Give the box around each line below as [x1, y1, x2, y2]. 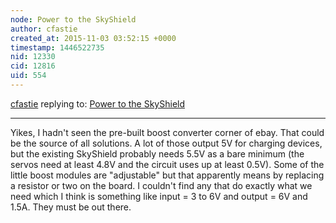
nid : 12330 [10, 52, 56, 62]
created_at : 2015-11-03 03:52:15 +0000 [10, 33, 177, 43]
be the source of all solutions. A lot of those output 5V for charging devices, [10, 137, 323, 149]
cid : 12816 [10, 61, 56, 71]
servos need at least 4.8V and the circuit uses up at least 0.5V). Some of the [10, 158, 325, 170]
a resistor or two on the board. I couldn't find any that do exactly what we [10, 179, 313, 191]
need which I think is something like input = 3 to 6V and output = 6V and [10, 190, 308, 202]
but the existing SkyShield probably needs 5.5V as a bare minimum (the [10, 147, 305, 160]
